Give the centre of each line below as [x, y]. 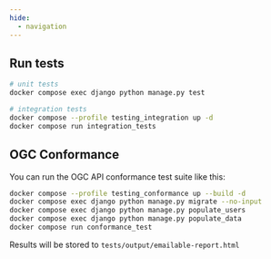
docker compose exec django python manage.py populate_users [128, 211]
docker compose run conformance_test [81, 227]
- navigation [42, 26]
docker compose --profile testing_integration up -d [111, 118]
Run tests [37, 63]
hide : [20, 18]
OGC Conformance [65, 155]
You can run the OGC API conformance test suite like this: [117, 176]
